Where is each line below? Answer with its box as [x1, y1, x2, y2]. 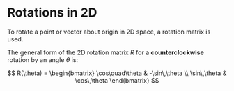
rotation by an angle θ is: [7, 55, 79, 63]
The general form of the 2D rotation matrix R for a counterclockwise [7, 48, 204, 57]
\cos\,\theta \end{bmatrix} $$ [75, 76, 159, 84]
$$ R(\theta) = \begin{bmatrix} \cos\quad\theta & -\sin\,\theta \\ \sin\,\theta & [7, 69, 227, 77]
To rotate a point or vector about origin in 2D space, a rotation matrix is [7, 28, 211, 36]
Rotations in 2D [7, 5, 97, 21]
